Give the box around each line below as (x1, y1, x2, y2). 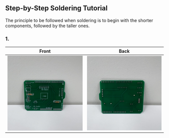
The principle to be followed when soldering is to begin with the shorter (5, 17, 153, 23)
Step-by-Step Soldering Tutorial (5, 4, 108, 13)
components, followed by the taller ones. (5, 23, 90, 29)
